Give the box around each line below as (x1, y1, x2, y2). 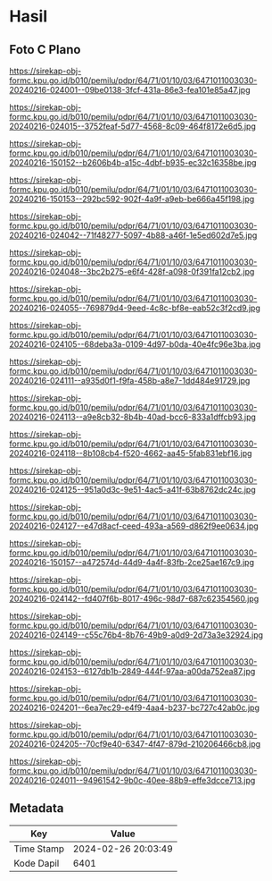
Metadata (9, 801, 64, 816)
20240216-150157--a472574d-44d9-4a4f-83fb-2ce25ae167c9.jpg (9, 557, 254, 567)
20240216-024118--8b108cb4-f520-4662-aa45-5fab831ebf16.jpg (9, 448, 252, 458)
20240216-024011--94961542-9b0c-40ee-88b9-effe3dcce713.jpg (9, 775, 256, 785)
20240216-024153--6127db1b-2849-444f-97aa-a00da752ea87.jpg (9, 666, 256, 676)
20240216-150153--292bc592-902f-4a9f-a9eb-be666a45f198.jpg (9, 194, 255, 204)
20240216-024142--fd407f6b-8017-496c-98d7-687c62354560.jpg (9, 593, 260, 604)
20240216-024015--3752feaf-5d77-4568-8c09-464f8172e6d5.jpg (9, 121, 256, 131)
